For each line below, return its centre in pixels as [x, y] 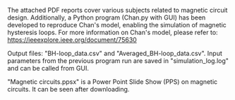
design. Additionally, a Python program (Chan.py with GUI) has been [107, 17]
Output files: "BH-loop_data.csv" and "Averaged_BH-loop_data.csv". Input [115, 53]
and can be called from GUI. [48, 68]
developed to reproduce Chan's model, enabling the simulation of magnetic [117, 25]
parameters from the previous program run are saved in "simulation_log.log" [118, 61]
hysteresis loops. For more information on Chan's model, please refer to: [113, 32]
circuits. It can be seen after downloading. [68, 89]
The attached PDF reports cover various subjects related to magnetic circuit [117, 10]
